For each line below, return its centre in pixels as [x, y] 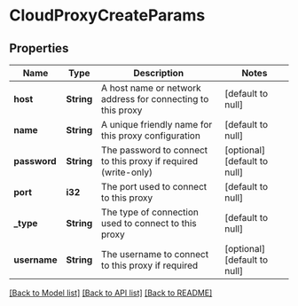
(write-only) [127, 172]
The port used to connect [154, 187]
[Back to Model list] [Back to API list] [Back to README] [111, 293]
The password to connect [154, 150]
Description [158, 73]
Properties [39, 48]
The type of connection [150, 212]
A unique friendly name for [157, 125]
